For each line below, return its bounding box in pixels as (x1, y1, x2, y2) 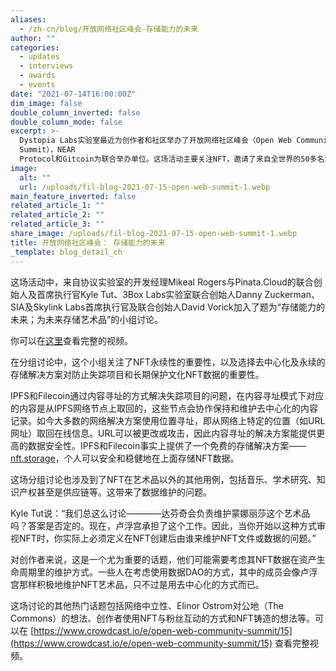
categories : (10, 42, 60, 53)
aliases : (10, 14, 47, 25)
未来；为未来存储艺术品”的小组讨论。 (10, 313, 164, 325)
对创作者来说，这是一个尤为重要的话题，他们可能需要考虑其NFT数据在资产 (10, 553, 317, 565)
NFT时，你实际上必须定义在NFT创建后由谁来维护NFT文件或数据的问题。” (18, 532, 317, 544)
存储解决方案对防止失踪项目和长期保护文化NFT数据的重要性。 (10, 368, 265, 380)
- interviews (19, 61, 74, 71)
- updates (19, 52, 60, 62)
